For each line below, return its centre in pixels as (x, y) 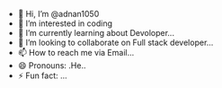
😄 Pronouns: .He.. (52, 66)
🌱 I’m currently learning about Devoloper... (96, 33)
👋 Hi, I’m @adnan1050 (58, 14)
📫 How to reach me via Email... (76, 53)
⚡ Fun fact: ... (42, 75)
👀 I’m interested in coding (65, 23)
